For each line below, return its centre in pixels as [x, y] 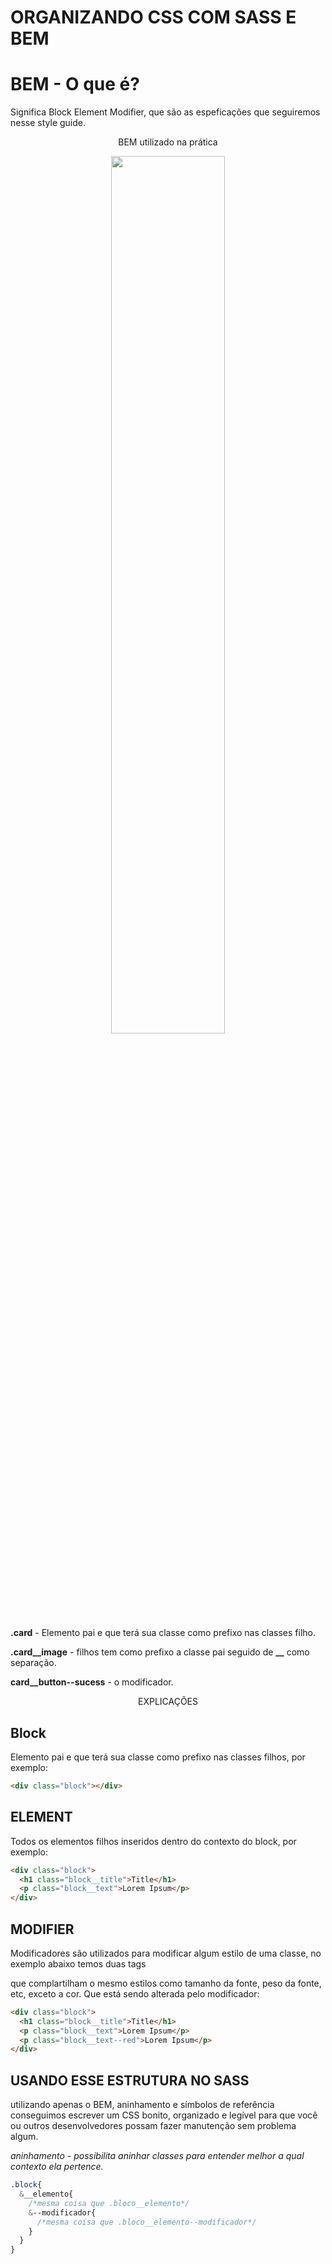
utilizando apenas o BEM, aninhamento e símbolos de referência [142, 2105]
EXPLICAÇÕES [168, 1702]
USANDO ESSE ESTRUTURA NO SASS [130, 2080]
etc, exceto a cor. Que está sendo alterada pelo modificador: [135, 1993]
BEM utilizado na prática [168, 142]
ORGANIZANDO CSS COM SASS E [153, 17]
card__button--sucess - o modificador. [92, 1682]
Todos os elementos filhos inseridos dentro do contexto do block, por [153, 1841]
